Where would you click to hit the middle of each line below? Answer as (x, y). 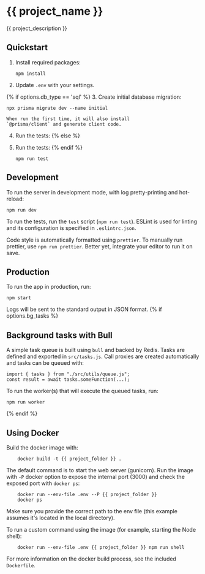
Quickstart (27, 48)
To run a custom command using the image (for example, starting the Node (101, 530)
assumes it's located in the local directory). (61, 518)
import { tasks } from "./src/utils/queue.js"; (68, 374)
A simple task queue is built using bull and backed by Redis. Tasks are (96, 350)
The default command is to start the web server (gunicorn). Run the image (100, 470)
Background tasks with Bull (60, 335)
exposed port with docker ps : (43, 483)
